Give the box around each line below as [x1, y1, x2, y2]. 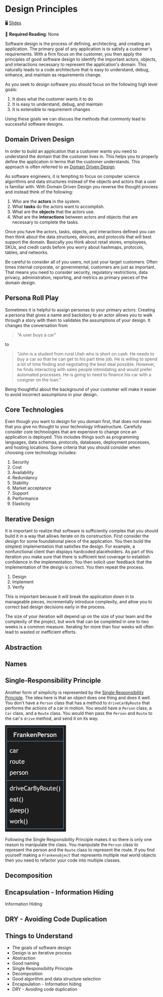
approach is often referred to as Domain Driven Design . [5, 164, 116, 170]
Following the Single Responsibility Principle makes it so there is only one [5, 836, 152, 842]
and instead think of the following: [5, 189, 73, 195]
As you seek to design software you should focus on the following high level [5, 81, 158, 87]
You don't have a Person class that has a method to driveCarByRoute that [5, 700, 150, 706]
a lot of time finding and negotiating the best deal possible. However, [17, 361, 155, 367]
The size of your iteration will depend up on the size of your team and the [5, 614, 152, 620]
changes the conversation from [5, 322, 68, 328]
